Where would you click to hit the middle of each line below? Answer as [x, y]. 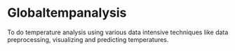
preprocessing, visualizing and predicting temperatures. [88, 39]
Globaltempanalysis [67, 13]
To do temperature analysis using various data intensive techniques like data [118, 32]
